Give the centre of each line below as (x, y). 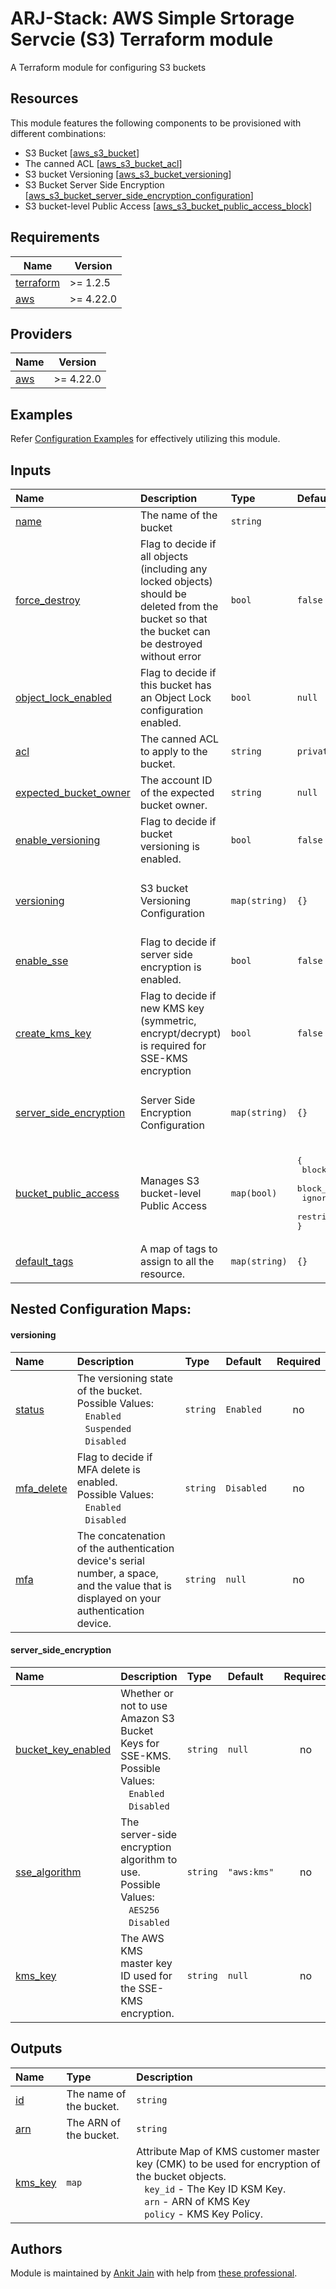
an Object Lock (175, 697)
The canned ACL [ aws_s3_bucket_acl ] (103, 163)
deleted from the (179, 606)
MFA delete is (108, 1469)
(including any (173, 569)
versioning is (170, 846)
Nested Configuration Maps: (101, 1309)
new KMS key (172, 1008)
